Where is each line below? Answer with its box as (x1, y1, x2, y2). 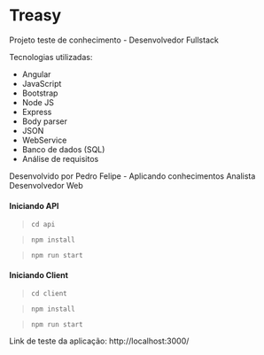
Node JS (21, 96, 55, 107)
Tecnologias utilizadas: (9, 51, 93, 62)
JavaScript (21, 78, 62, 89)
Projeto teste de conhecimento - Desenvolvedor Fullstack (9, 35, 219, 45)
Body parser (21, 116, 68, 127)
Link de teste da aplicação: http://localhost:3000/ (9, 336, 190, 346)
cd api (30, 220, 56, 229)
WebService (21, 135, 67, 145)
